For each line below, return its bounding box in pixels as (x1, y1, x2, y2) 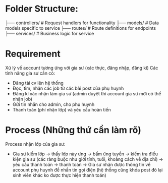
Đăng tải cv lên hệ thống (12, 80, 64, 86)
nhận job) (12, 96, 33, 102)
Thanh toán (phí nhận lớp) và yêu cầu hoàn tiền (12, 106, 111, 112)
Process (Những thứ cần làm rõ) (5, 125, 141, 136)
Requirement (5, 48, 61, 59)
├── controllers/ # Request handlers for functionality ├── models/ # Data (5, 20, 159, 26)
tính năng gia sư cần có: (5, 70, 55, 76)
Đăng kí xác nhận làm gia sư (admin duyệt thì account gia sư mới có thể (12, 90, 161, 96)
